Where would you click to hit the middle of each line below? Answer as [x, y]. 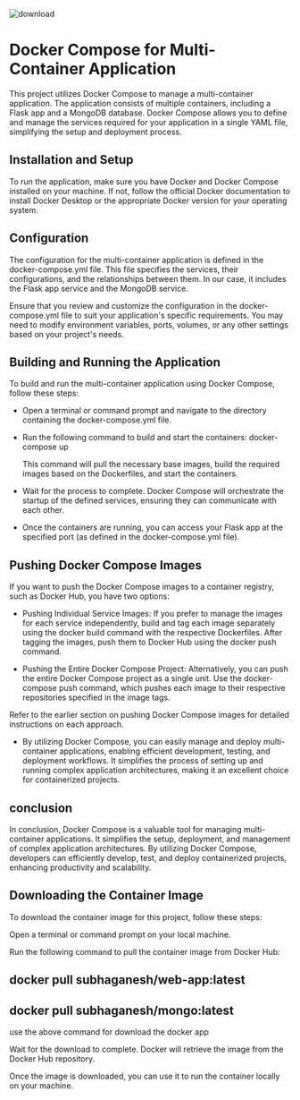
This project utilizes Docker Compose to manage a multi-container [132, 93]
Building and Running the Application [115, 362]
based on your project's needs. [67, 334]
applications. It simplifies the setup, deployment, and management [168, 839]
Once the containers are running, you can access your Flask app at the [153, 527]
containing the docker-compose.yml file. [97, 420]
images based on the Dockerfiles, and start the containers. [130, 473]
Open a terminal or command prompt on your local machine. [120, 934]
